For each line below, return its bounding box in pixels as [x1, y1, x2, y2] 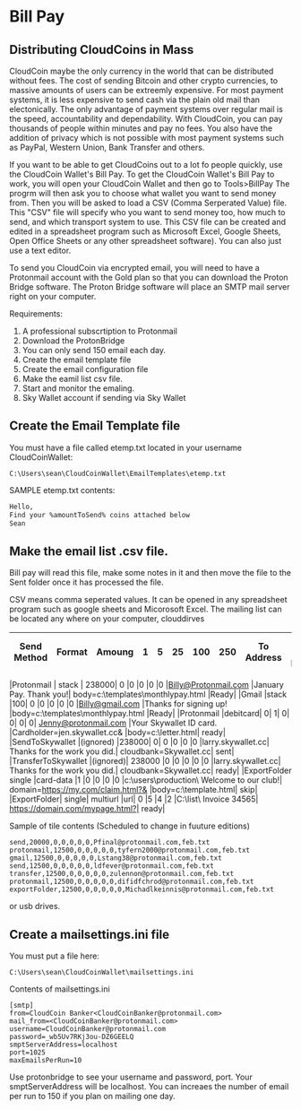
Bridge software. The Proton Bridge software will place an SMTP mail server [9, 282, 290, 292]
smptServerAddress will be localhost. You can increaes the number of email [9, 1081, 289, 1092]
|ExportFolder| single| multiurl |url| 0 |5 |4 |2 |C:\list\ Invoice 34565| [9, 793, 259, 804]
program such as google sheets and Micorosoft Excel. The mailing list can [9, 603, 282, 615]
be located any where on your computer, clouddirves [9, 613, 205, 624]
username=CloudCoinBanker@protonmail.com [9, 1025, 167, 1034]
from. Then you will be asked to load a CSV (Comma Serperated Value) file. [9, 197, 288, 208]
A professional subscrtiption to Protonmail [21, 325, 177, 336]
